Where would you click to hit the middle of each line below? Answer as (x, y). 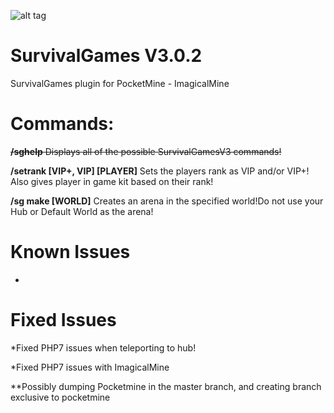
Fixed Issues (63, 320)
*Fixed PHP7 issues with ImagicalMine (90, 367)
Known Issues (70, 252)
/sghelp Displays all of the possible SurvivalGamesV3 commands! (146, 151)
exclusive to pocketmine (60, 397)
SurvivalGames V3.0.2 (106, 56)
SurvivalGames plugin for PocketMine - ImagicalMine (120, 83)
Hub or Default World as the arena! (82, 211)
